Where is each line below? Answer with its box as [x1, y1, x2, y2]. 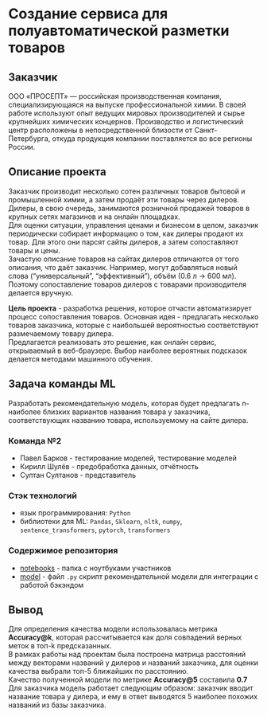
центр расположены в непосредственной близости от [8, 125, 193, 135]
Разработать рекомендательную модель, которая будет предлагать [8, 398, 241, 408]
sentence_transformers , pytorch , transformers [19, 525, 171, 534]
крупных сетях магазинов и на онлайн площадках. [8, 212, 180, 221]
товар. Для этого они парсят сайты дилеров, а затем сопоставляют [8, 237, 239, 247]
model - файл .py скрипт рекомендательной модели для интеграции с [19, 571, 259, 581]
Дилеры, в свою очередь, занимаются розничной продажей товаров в [8, 203, 250, 213]
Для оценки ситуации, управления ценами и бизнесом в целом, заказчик [8, 220, 259, 229]
